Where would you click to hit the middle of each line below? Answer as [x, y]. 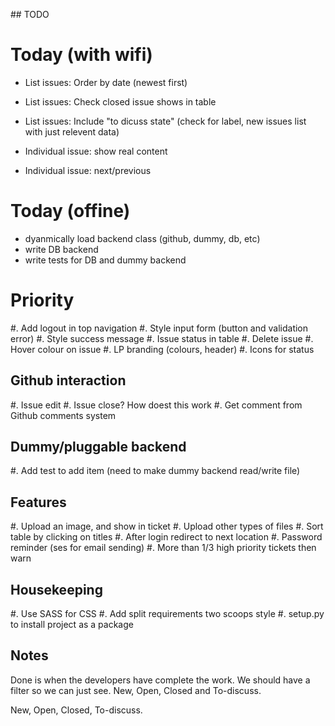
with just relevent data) [72, 131]
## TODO [30, 14]
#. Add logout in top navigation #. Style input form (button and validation [159, 328]
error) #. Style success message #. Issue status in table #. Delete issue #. [162, 338]
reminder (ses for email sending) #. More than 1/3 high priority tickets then [163, 548]
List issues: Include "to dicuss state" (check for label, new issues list [165, 121]
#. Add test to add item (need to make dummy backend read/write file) [155, 471]
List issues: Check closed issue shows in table [120, 101]
